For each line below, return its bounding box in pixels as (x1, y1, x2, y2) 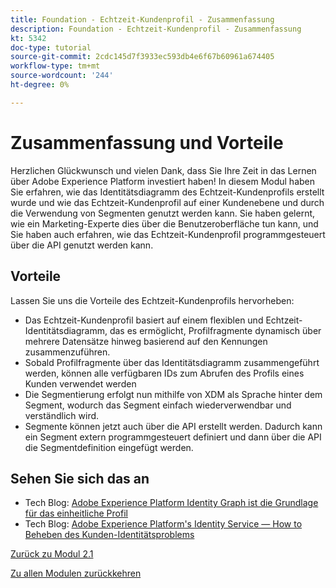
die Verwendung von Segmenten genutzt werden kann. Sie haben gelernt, (10, 207, 316, 219)
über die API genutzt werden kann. (10, 239, 154, 251)
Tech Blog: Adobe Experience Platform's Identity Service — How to (24, 518, 303, 530)
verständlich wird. (24, 409, 100, 421)
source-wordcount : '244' (10, 71, 114, 81)
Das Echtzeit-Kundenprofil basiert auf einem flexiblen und (24, 314, 264, 326)
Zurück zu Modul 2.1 (10, 548, 94, 560)
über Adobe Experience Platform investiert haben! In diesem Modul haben (10, 175, 315, 187)
